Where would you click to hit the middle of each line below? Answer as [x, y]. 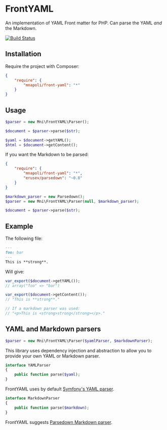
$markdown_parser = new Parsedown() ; [45, 196]
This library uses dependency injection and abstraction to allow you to [78, 350]
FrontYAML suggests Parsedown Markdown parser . [59, 422]
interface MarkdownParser [32, 399]
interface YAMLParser [28, 365]
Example [19, 226]
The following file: [24, 238]
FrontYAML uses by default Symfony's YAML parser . [60, 389]
